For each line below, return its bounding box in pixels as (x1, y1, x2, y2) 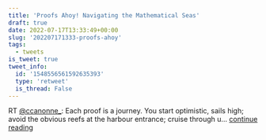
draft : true (8, 19, 47, 27)
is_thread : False (15, 84, 73, 93)
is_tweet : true (8, 56, 59, 64)
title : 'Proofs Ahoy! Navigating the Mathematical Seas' (8, 11, 200, 20)
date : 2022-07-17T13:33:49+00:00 (8, 26, 119, 34)
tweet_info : (8, 63, 47, 71)
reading (8, 123, 34, 132)
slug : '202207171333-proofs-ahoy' (8, 33, 123, 42)
